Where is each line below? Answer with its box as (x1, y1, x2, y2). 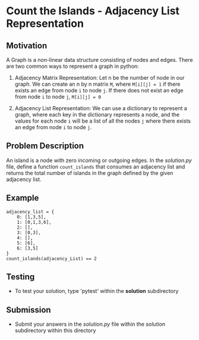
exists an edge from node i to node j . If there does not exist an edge (14, 87, 184, 93)
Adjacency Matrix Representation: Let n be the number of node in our (14, 74, 185, 81)
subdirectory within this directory (14, 327, 96, 334)
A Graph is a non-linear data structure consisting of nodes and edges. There (6, 57, 193, 63)
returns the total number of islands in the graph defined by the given (6, 169, 173, 176)
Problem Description (6, 141, 84, 151)
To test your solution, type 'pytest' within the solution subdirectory (14, 288, 179, 295)
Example (6, 193, 39, 203)
